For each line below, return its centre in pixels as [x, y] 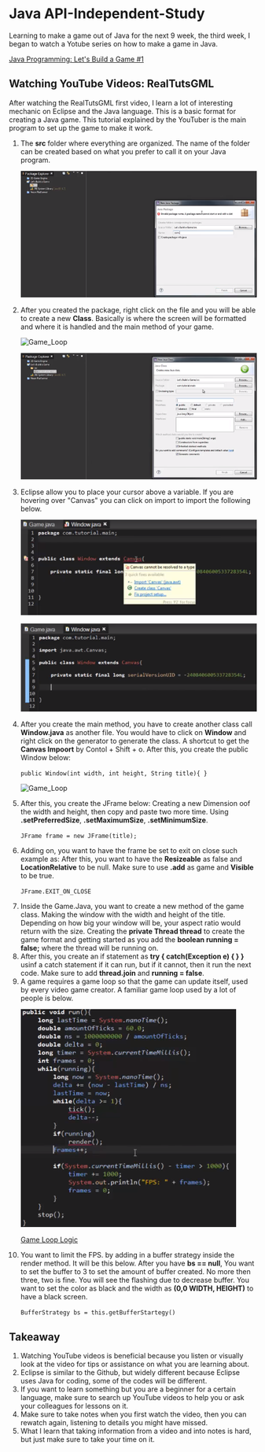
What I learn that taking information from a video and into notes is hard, [136, 1431]
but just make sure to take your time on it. [88, 1439]
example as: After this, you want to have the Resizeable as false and [131, 859]
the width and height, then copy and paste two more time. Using [124, 812]
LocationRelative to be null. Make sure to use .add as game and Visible [137, 867]
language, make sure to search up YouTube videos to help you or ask [132, 1398]
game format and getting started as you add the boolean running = [129, 940]
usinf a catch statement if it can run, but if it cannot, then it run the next [136, 965]
